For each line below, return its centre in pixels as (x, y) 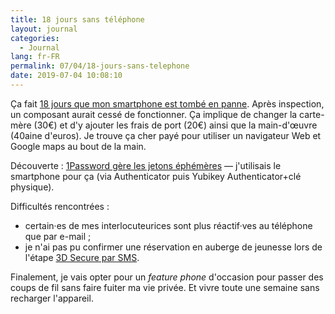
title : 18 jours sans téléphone (77, 19)
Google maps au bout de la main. (78, 146)
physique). (32, 187)
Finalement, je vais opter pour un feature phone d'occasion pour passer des (167, 277)
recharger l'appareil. (52, 298)
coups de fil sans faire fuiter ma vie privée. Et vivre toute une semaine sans (165, 287)
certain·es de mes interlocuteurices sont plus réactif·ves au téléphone (168, 225)
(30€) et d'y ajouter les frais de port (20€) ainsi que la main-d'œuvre (175, 125)
